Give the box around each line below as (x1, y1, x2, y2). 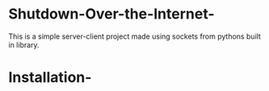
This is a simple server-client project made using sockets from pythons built (8, 31, 261, 41)
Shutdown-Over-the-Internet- (8, 5, 216, 23)
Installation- (8, 68, 92, 87)
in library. (8, 39, 40, 49)
